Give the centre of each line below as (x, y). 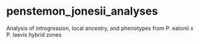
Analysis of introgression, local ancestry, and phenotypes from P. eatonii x (100, 28)
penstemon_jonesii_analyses (82, 11)
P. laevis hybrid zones (34, 34)
